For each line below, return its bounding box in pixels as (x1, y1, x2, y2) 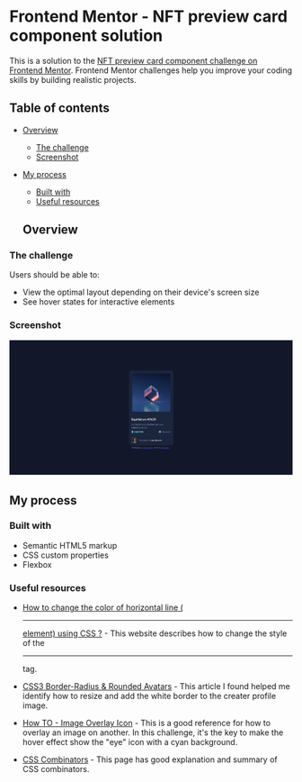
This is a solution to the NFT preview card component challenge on (9, 55, 258, 66)
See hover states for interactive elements (22, 296, 175, 307)
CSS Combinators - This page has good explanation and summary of (22, 754, 278, 765)
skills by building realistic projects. (9, 74, 137, 85)
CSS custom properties (22, 550, 110, 560)
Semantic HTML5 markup (22, 540, 118, 550)
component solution (9, 25, 164, 46)
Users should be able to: (9, 269, 101, 280)
